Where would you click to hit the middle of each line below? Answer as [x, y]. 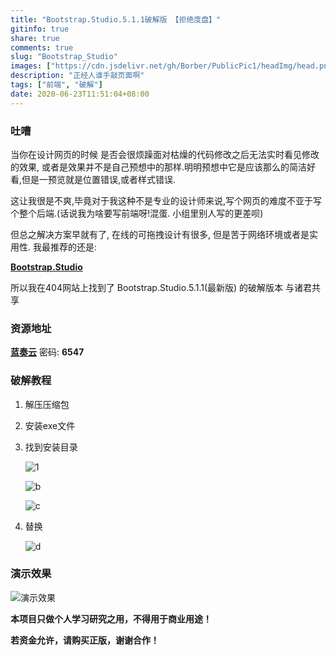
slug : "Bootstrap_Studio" [64, 57]
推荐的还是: [73, 247]
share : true [35, 38]
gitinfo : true [40, 29]
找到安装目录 [51, 447]
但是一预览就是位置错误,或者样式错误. [99, 179]
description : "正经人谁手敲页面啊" [77, 76]
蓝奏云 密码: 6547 [47, 352]
